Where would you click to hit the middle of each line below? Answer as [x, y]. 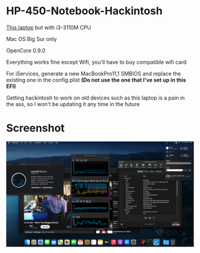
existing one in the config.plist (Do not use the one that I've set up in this [96, 80]
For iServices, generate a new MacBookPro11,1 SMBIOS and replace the [94, 73]
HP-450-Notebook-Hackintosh [84, 11]
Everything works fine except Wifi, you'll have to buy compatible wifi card [96, 62]
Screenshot [35, 128]
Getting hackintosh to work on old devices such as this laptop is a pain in [96, 98]
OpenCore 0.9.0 [26, 50]
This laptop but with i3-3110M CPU [49, 27]
